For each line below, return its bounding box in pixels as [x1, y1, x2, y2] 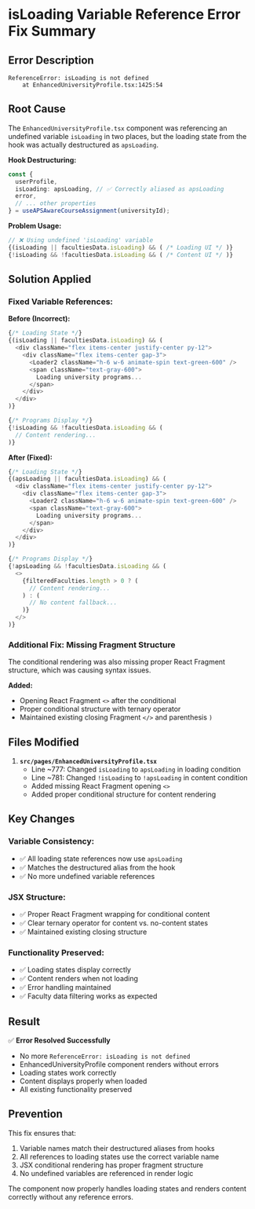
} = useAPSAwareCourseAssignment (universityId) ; [8, 207, 170, 215]
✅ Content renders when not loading [19, 974, 139, 984]
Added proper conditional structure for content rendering [31, 790, 217, 799]
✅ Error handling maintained [19, 983, 111, 992]
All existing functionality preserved [19, 1085, 133, 1094]
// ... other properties [15, 200, 97, 207]
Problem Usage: [8, 222, 62, 231]
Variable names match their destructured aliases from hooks [19, 1143, 215, 1152]
